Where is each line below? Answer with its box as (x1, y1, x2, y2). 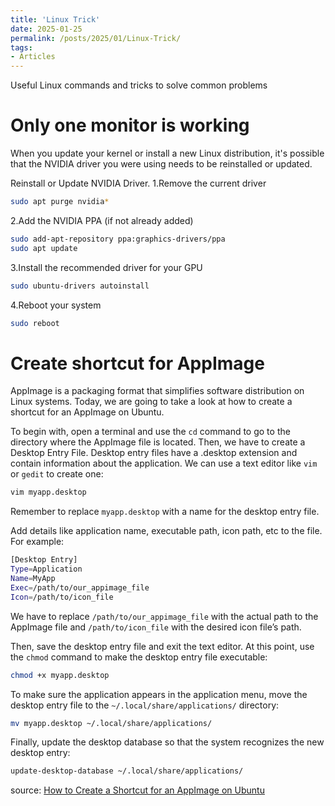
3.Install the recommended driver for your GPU (10, 261, 203, 273)
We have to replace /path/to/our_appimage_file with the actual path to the (10, 610, 319, 622)
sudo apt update (10, 243, 78, 253)
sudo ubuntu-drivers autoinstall (10, 281, 150, 291)
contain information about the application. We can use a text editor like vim (10, 457, 318, 470)
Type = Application (10, 564, 83, 575)
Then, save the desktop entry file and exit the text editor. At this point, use (10, 640, 315, 652)
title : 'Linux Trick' (10, 14, 101, 25)
